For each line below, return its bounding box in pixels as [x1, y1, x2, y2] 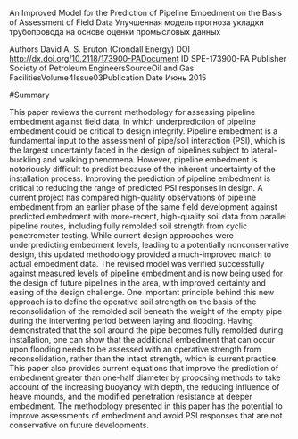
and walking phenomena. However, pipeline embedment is [43, 154, 258, 164]
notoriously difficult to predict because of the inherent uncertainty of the [9, 164, 276, 174]
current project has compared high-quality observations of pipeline [9, 192, 257, 203]
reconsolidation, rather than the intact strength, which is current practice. [9, 353, 278, 364]
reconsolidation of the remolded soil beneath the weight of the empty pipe [9, 306, 283, 316]
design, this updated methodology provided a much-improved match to [9, 249, 272, 260]
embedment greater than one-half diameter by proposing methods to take [9, 372, 281, 383]
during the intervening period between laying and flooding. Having [9, 316, 254, 326]
